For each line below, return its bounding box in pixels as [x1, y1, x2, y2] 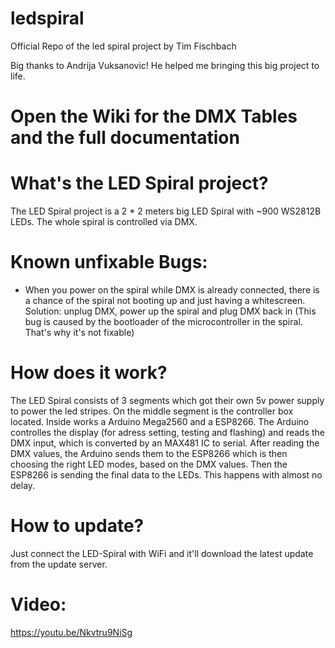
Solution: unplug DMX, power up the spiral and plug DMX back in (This [24, 305, 317, 317]
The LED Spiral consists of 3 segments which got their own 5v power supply [10, 394, 325, 406]
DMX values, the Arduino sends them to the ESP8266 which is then [10, 447, 288, 459]
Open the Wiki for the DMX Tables [10, 105, 298, 128]
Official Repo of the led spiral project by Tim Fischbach [10, 40, 237, 52]
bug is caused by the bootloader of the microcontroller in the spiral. [24, 316, 303, 327]
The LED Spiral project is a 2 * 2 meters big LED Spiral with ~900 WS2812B [10, 205, 322, 217]
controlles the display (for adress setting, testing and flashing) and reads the [10, 426, 326, 438]
